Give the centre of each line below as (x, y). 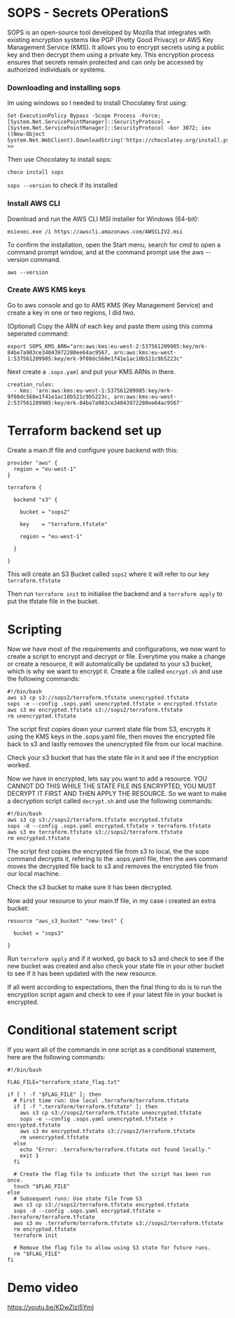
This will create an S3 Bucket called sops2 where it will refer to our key (108, 574)
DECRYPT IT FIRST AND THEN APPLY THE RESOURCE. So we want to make (117, 793)
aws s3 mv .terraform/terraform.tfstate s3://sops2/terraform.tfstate (119, 1223)
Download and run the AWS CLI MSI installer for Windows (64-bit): (103, 219)
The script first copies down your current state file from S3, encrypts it (109, 729)
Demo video (43, 1288)
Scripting (35, 629)
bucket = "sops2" (45, 512)
